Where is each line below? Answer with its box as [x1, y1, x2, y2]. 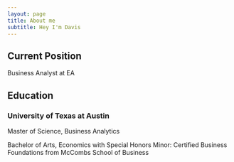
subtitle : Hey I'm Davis [7, 23, 81, 31]
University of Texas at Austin [7, 111, 110, 121]
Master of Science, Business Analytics [7, 126, 120, 135]
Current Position [7, 50, 82, 62]
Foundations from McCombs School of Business [7, 148, 149, 156]
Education [7, 90, 54, 102]
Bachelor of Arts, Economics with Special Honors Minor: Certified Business [7, 140, 228, 149]
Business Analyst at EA [7, 69, 75, 77]
